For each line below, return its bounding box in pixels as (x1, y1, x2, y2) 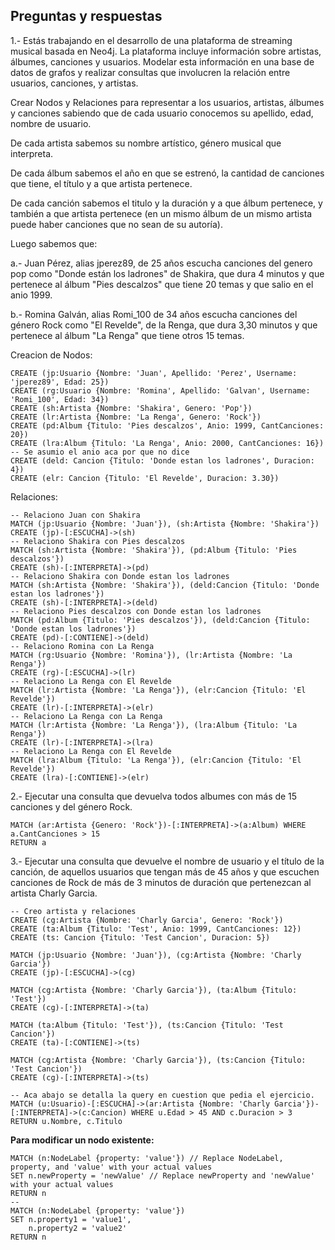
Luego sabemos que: (10, 237, 98, 249)
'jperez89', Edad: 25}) (10, 377, 110, 387)
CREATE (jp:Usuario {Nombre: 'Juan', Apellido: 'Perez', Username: (10, 368, 298, 378)
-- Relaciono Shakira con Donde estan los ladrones (10, 571, 230, 581)
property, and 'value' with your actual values (10, 1162, 213, 1172)
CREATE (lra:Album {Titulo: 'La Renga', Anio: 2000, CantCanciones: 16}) (10, 438, 325, 448)
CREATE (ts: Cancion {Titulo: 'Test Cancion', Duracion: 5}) (10, 932, 271, 943)
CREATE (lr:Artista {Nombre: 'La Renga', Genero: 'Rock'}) (10, 412, 262, 422)
